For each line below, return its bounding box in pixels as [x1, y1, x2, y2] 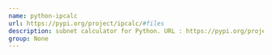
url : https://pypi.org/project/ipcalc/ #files [8, 19, 164, 27]
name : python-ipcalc [8, 11, 79, 20]
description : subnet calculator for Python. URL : [8, 27, 183, 35]
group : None [8, 34, 49, 43]
